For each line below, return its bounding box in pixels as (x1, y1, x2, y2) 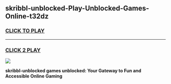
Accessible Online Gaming (5, 73, 63, 79)
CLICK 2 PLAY (5, 46, 41, 53)
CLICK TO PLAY (5, 27, 45, 35)
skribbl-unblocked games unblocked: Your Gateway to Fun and (5, 67, 141, 73)
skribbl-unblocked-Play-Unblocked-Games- (5, 4, 149, 13)
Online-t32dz (5, 12, 49, 21)
